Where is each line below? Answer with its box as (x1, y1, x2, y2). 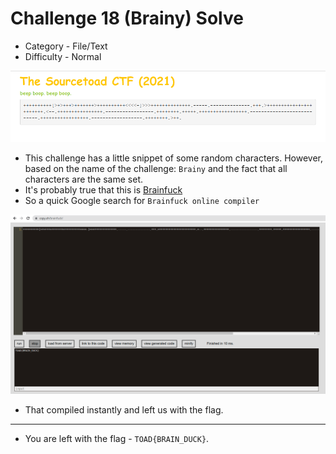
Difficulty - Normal (24, 50, 102, 62)
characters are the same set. (24, 173, 144, 186)
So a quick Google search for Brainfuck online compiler (24, 195, 260, 207)
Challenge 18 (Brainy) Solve (10, 7, 244, 30)
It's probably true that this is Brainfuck (24, 184, 183, 196)
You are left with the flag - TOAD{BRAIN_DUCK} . (24, 432, 210, 444)
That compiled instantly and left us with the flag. (24, 403, 224, 416)
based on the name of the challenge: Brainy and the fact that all (24, 163, 288, 175)
